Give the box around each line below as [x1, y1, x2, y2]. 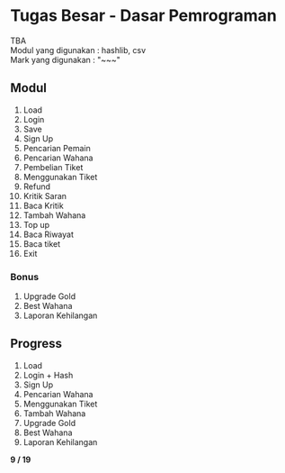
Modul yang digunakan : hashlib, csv [10, 44, 147, 55]
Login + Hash [22, 369, 74, 380]
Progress [10, 336, 62, 351]
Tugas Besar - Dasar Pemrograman [10, 5, 277, 26]
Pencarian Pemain [22, 142, 91, 153]
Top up [22, 219, 50, 230]
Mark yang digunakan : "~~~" [10, 54, 120, 65]
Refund [22, 181, 51, 192]
